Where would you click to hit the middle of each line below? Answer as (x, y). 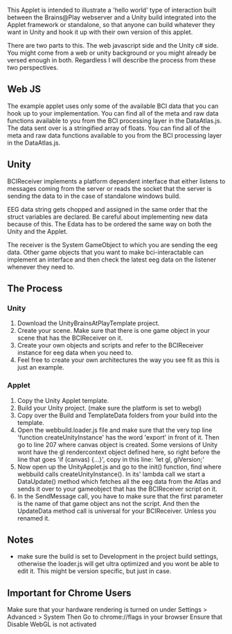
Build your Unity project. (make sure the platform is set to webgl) (109, 408)
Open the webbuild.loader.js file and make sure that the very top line (115, 430)
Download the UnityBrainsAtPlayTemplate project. (88, 323)
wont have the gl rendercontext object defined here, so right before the (119, 452)
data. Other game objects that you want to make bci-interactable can (106, 252)
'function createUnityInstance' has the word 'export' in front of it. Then (118, 437)
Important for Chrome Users (69, 593)
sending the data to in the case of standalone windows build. (94, 196)
